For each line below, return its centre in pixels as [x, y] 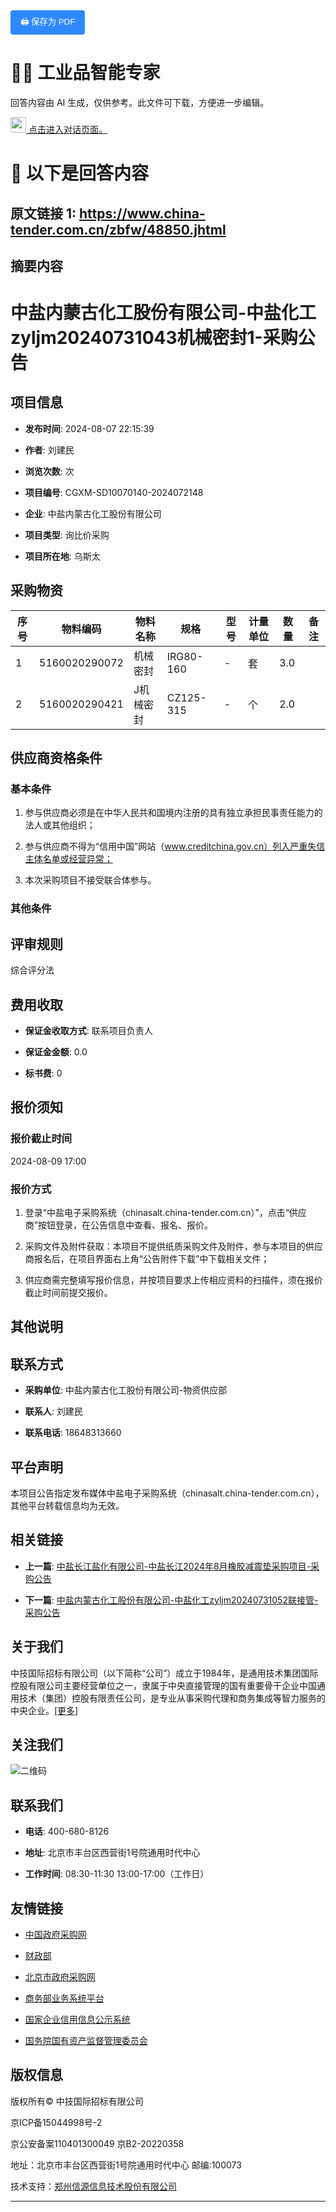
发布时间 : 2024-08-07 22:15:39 [89, 428]
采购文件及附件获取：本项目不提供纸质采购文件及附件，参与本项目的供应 [173, 1246]
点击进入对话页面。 [68, 129]
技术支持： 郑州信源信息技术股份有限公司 [93, 2186]
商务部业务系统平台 [64, 1998]
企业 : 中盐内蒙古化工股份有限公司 [93, 513]
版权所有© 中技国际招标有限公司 [77, 2101]
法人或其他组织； [60, 825]
